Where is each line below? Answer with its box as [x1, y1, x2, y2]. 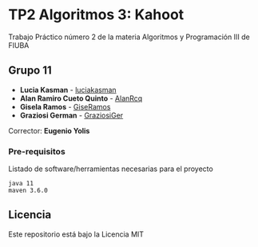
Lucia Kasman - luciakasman [19, 85, 117, 94]
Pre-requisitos [8, 145, 65, 157]
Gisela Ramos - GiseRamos [19, 102, 111, 111]
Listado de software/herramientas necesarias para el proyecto [8, 164, 213, 173]
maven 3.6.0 [8, 186, 48, 195]
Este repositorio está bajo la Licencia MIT [8, 229, 145, 239]
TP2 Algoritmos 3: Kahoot [8, 6, 185, 24]
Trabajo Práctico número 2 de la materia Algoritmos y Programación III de [8, 32, 250, 42]
